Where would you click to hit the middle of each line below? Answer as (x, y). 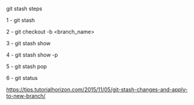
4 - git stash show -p (32, 55)
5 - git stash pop (27, 66)
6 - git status (22, 78)
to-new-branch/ (26, 96)
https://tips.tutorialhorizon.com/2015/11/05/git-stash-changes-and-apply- (97, 89)
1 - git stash (21, 20)
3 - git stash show (28, 43)
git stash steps (24, 9)
